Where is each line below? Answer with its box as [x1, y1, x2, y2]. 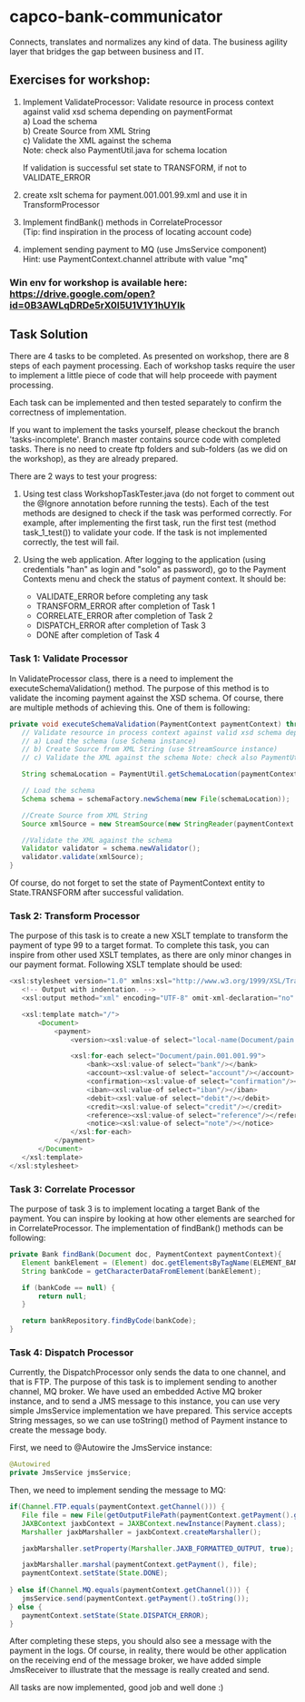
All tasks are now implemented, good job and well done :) [9, 1682, 224, 1693]
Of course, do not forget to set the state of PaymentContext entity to [9, 877, 265, 888]
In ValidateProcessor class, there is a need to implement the [9, 673, 234, 684]
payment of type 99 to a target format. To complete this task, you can [9, 940, 270, 951]
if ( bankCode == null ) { [21, 1283, 116, 1292]
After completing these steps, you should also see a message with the [9, 1636, 272, 1647]
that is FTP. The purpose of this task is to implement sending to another [9, 1376, 278, 1387]
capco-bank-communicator [9, 6, 223, 27]
